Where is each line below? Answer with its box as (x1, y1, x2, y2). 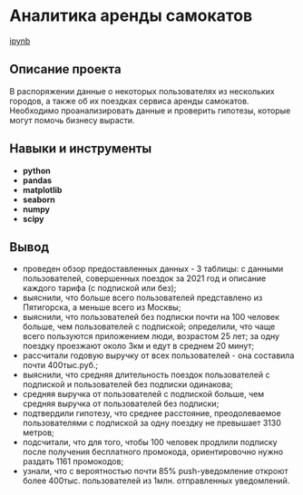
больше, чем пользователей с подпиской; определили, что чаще (22, 321, 276, 332)
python (22, 165, 52, 176)
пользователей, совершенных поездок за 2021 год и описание (22, 273, 267, 284)
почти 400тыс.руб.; (22, 360, 98, 371)
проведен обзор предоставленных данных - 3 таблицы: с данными (22, 264, 284, 275)
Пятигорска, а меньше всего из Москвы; (22, 302, 181, 313)
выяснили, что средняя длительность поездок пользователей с (22, 369, 270, 381)
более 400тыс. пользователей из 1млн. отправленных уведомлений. (22, 475, 290, 486)
